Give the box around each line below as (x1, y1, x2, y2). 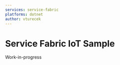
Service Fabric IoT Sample (5, 38, 115, 49)
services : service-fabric (5, 7, 59, 12)
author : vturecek (5, 16, 41, 21)
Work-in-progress (5, 54, 42, 60)
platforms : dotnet (5, 12, 43, 17)
